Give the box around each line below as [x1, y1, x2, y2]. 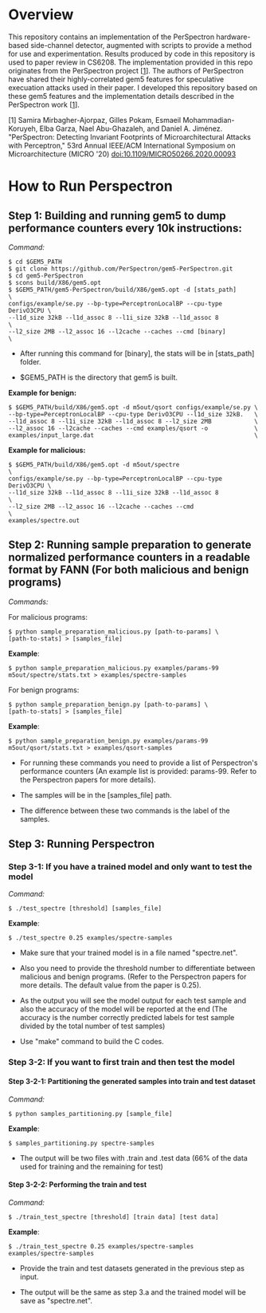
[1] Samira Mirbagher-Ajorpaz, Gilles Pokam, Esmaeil [8, 115, 182, 124]
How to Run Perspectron [8, 177, 173, 195]
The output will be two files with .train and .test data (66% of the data [19, 1153, 248, 1162]
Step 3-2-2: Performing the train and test [8, 1180, 147, 1189]
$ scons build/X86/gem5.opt [8, 278, 102, 286]
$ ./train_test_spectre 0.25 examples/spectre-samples [8, 1242, 194, 1250]
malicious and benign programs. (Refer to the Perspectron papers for [19, 972, 247, 982]
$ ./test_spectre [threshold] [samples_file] [8, 905, 162, 913]
